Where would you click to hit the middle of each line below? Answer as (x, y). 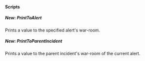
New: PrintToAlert (24, 18)
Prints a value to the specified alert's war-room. (53, 30)
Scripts (13, 7)
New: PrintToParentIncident (34, 41)
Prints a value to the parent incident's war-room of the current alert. (73, 53)
